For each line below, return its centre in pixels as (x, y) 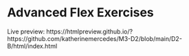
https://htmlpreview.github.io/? (89, 31)
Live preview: (26, 31)
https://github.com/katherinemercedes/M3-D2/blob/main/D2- (94, 38)
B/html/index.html (32, 46)
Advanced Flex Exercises (81, 13)
